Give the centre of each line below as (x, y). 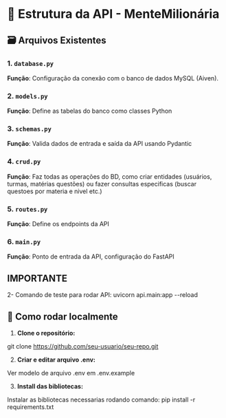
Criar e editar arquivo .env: (56, 360)
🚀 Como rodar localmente (63, 317)
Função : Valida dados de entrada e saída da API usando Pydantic (100, 144)
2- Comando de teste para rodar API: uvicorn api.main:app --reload (102, 295)
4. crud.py (24, 162)
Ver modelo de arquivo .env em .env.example (71, 373)
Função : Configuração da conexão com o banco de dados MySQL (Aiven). (113, 78)
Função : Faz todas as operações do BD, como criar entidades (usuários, (110, 176)
